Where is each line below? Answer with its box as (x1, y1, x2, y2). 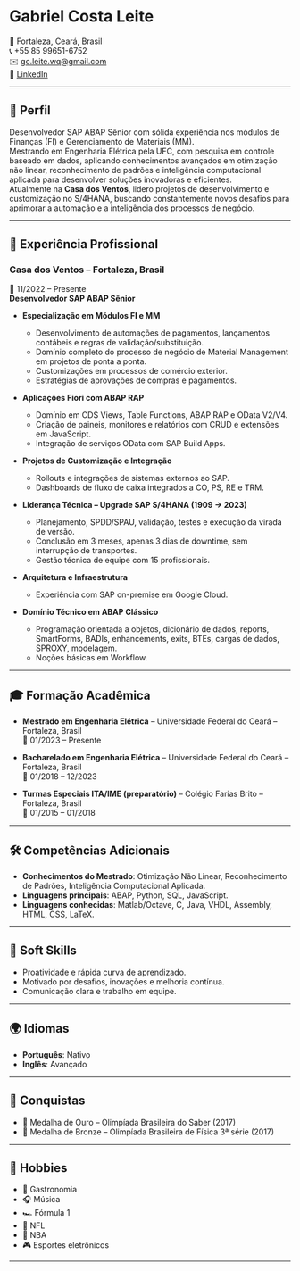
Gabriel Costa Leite (9, 6, 154, 27)
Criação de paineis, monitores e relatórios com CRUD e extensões (35, 420, 279, 430)
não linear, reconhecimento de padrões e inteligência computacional (9, 164, 262, 175)
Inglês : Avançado (21, 1059, 87, 1069)
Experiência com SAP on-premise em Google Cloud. (35, 589, 229, 600)
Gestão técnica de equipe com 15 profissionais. (35, 555, 210, 566)
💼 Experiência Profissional (9, 237, 159, 252)
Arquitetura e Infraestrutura (21, 572, 128, 583)
